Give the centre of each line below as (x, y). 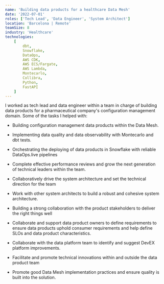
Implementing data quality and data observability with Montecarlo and (83, 135)
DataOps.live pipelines (35, 155)
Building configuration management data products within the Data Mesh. (85, 125)
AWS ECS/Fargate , (40, 64)
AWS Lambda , (35, 69)
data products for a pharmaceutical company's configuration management (80, 111)
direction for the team (34, 184)
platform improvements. (36, 248)
